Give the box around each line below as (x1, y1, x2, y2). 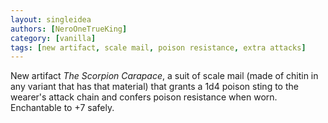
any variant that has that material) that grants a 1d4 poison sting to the (10, 81, 299, 93)
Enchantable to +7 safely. (10, 102, 115, 114)
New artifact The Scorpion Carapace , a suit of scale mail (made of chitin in (10, 70, 319, 82)
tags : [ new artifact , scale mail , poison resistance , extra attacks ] (10, 42, 307, 53)
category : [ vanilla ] (10, 33, 97, 43)
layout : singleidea (10, 14, 92, 25)
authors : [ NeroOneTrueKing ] (10, 24, 128, 34)
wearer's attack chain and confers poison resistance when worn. (10, 91, 278, 103)
